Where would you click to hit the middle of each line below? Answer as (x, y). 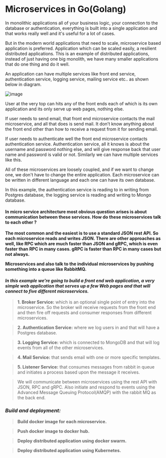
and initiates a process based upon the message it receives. (79, 372)
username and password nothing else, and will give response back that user (83, 149)
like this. (14, 159)
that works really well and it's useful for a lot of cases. (60, 33)
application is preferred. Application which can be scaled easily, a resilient (81, 48)
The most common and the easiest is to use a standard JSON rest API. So (82, 233)
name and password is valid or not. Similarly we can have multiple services (82, 154)
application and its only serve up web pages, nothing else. (65, 109)
